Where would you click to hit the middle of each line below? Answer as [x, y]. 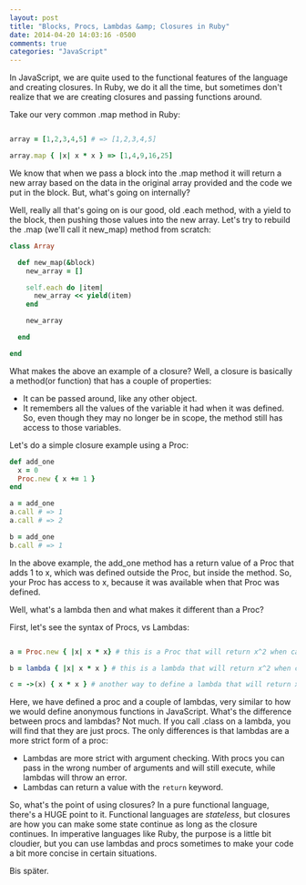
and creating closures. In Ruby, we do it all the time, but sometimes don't [146, 87]
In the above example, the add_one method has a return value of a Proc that [152, 563]
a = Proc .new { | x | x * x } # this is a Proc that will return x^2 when [148, 652]
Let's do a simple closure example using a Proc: [99, 445]
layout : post [34, 18]
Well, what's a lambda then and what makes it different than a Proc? [137, 609]
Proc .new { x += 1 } [56, 479]
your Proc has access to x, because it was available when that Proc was [144, 582]
